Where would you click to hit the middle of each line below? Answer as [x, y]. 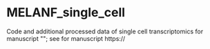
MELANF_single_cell [66, 13]
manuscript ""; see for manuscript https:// [66, 38]
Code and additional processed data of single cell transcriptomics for [105, 31]
